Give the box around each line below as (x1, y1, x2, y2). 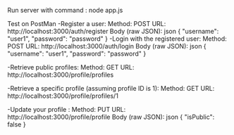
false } (7, 120, 26, 129)
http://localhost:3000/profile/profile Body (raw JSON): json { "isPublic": (7, 112, 215, 121)
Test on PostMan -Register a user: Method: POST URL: (7, 20, 166, 27)
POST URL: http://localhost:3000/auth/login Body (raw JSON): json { (7, 42, 207, 50)
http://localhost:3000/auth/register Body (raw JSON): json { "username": (7, 27, 219, 35)
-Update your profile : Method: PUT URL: (7, 105, 126, 113)
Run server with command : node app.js (7, 6, 123, 14)
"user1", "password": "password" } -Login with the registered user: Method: (7, 34, 227, 43)
